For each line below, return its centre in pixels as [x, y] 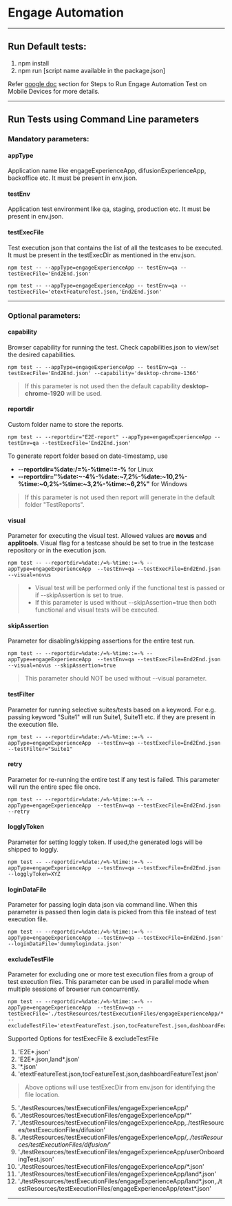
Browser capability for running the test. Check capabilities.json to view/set [113, 347]
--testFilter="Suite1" [40, 749]
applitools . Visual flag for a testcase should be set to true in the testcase [111, 543]
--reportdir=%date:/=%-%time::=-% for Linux [85, 469]
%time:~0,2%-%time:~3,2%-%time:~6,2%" [84, 484]
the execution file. [33, 724]
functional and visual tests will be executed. [97, 610]
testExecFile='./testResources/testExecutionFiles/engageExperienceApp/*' [117, 1014]
